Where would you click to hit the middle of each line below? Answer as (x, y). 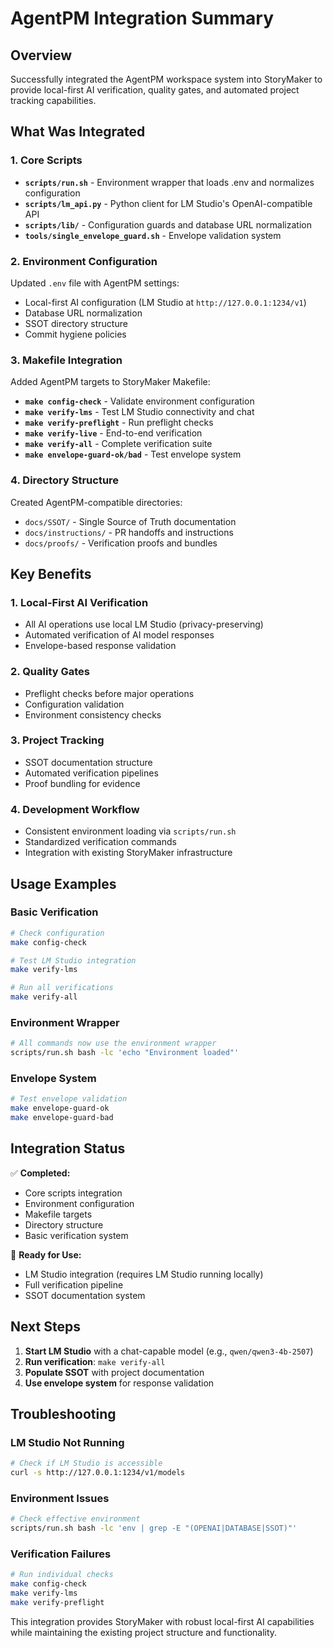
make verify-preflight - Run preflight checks (119, 423)
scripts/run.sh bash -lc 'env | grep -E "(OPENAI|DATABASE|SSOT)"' (154, 1528)
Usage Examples (63, 883)
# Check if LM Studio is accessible (86, 1463)
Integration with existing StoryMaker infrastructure (128, 853)
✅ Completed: (40, 1173)
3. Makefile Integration (66, 360)
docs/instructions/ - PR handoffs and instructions (129, 532)
